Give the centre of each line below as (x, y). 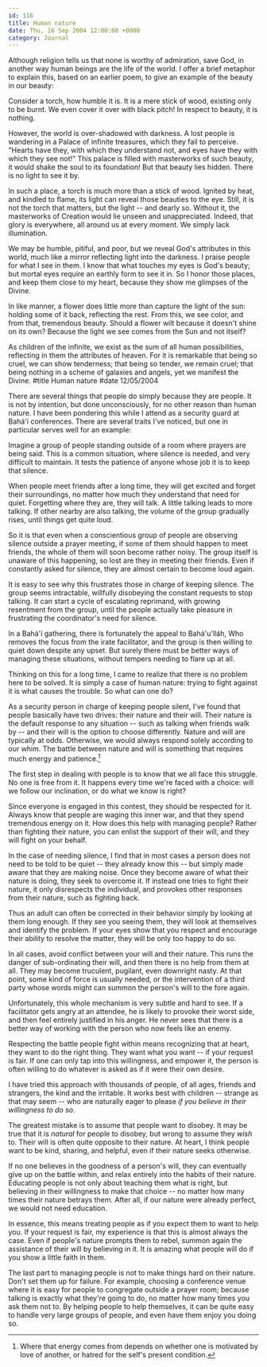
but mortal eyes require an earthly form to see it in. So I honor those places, (132, 274)
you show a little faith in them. (57, 1257)
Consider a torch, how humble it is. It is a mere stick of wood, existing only (130, 101)
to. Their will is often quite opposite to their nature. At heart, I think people (129, 1142)
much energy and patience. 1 (54, 758)
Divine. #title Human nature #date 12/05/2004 (83, 381)
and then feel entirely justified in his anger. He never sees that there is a (126, 1020)
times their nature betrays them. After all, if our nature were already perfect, (132, 1199)
